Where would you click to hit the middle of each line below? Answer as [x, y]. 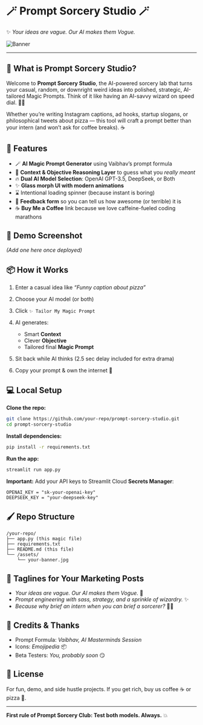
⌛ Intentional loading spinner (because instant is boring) [85, 193]
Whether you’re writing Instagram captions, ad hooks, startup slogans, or [97, 114]
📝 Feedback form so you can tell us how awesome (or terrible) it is [98, 201]
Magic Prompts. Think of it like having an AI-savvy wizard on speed [110, 96]
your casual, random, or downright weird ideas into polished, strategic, [94, 89]
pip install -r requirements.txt [48, 447]
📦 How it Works [37, 270]
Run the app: [23, 458]
